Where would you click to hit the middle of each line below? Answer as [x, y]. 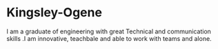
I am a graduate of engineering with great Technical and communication [109, 31]
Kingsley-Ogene [54, 13]
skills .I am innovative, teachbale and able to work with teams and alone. [109, 38]
